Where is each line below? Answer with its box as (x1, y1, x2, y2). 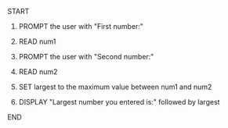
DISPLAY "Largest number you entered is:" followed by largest (18, 98, 220, 106)
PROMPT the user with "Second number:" (18, 52, 154, 61)
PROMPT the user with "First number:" (18, 22, 144, 30)
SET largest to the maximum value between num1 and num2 (18, 82, 212, 91)
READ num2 (18, 67, 58, 76)
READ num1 (18, 37, 56, 46)
